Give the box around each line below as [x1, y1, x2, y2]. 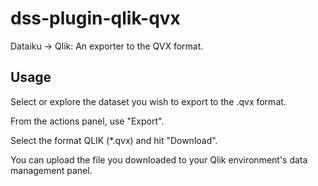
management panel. [10, 164, 93, 176]
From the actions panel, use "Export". [10, 115, 165, 127]
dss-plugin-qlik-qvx [10, 7, 181, 30]
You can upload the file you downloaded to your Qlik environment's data [10, 153, 308, 166]
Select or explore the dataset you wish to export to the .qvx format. [10, 95, 287, 107]
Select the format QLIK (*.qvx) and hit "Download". [10, 134, 218, 146]
